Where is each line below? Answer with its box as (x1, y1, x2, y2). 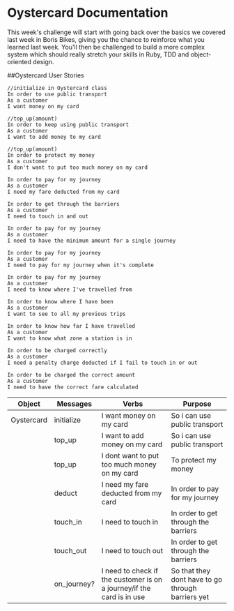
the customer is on (101, 574, 162, 584)
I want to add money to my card (7, 133, 101, 140)
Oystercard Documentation (7, 5, 169, 21)
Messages (56, 399, 93, 409)
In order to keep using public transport (7, 121, 130, 128)
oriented (7, 57, 31, 66)
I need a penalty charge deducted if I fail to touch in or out (7, 359, 198, 366)
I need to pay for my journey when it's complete (7, 262, 155, 269)
